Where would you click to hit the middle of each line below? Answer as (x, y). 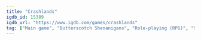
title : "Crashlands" (32, 11)
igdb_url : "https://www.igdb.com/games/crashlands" (72, 22)
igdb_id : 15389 (25, 17)
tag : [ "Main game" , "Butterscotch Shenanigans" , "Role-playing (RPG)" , (97, 28)
